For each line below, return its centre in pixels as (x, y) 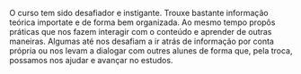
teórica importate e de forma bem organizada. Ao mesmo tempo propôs (142, 22)
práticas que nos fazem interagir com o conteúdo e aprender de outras (141, 32)
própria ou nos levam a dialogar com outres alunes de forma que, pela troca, (151, 51)
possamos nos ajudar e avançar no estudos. (91, 60)
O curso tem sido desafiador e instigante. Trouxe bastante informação (139, 13)
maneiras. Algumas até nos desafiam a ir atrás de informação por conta (142, 41)
